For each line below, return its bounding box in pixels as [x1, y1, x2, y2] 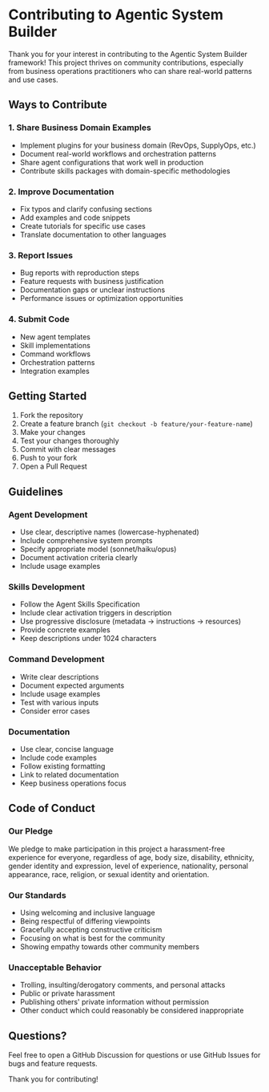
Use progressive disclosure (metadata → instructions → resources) [19, 616, 242, 627]
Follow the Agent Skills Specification [19, 599, 140, 609]
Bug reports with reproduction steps [19, 268, 140, 278]
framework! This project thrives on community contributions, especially [8, 58, 244, 67]
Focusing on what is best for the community [19, 933, 166, 943]
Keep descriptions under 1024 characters [19, 634, 157, 643]
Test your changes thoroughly [19, 436, 119, 446]
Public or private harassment [19, 988, 115, 998]
